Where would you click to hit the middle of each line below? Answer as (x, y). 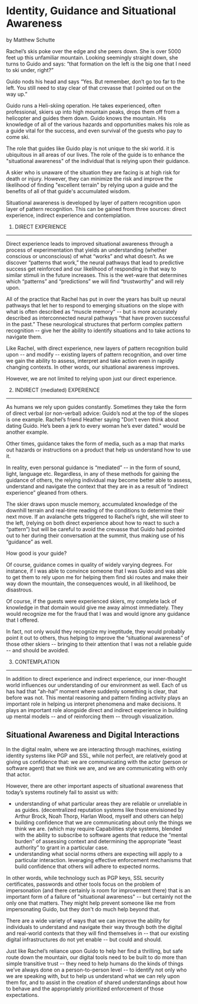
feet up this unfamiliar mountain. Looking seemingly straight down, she (92, 57)
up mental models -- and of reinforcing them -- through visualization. (90, 716)
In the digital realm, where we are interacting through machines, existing (94, 749)
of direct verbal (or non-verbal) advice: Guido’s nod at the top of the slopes (97, 413)
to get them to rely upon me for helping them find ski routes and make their (97, 577)
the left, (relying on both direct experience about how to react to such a (93, 523)
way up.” (17, 94)
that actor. (19, 774)
